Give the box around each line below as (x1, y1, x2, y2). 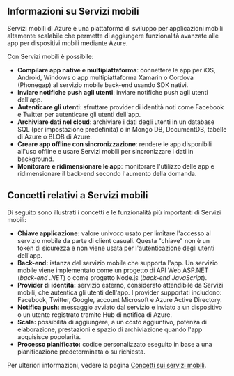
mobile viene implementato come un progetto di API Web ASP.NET (17, 266, 209, 274)
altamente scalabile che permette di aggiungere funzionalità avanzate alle (7, 31, 219, 40)
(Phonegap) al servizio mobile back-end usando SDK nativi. (17, 80, 189, 89)
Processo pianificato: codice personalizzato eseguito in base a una (17, 340, 212, 348)
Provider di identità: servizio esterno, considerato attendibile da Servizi (17, 281, 224, 289)
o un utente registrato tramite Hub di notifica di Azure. (17, 310, 173, 319)
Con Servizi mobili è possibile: (7, 52, 94, 61)
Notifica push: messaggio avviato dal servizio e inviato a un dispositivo (17, 303, 223, 311)
